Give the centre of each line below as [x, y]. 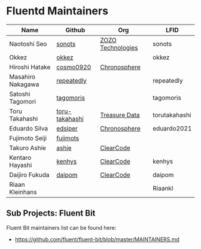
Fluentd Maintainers [57, 11]
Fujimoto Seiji [28, 138]
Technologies [119, 47]
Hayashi [21, 165]
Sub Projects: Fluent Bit [51, 213]
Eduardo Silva [29, 128]
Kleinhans [23, 192]
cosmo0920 [74, 67]
